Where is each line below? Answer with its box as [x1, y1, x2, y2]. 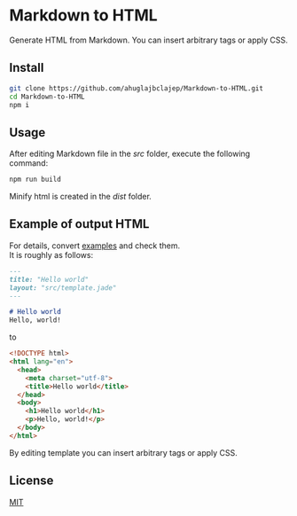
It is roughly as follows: [9, 249, 94, 260]
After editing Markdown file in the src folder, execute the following [9, 148, 251, 160]
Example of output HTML [9, 216, 150, 231]
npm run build [9, 175, 62, 184]
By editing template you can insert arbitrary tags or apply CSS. [9, 447, 238, 457]
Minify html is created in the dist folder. [9, 192, 152, 202]
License [9, 473, 54, 489]
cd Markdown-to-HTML [9, 92, 86, 101]
